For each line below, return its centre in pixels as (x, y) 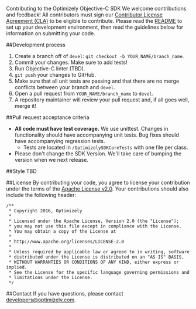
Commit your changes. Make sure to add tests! (71, 62)
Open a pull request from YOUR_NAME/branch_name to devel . (84, 94)
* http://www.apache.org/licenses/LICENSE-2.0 (66, 242)
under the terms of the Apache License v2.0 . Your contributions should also (97, 189)
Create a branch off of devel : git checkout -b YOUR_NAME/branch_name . (99, 56)
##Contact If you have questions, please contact (65, 293)
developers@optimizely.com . (41, 300)
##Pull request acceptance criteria (48, 117)
